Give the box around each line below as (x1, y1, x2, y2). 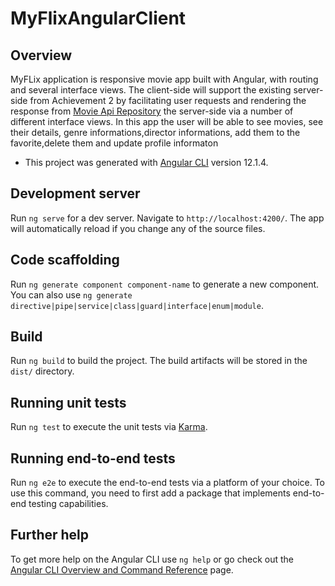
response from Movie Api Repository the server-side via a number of (10, 105, 294, 117)
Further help (10, 527, 90, 544)
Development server (10, 185, 141, 202)
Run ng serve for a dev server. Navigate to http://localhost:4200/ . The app (10, 212, 325, 224)
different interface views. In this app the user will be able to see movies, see (10, 116, 324, 127)
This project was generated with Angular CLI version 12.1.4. (24, 157, 269, 168)
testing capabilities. (28, 498, 109, 510)
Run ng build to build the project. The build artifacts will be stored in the (10, 355, 308, 367)
